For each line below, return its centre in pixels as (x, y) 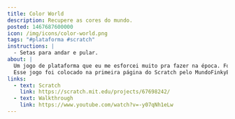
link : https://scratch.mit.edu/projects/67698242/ (95, 92)
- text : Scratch (37, 85)
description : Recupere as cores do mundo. (70, 20)
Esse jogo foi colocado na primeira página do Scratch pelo (103, 72)
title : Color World (36, 14)
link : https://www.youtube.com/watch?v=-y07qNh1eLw (97, 105)
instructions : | (31, 46)
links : (17, 79)
